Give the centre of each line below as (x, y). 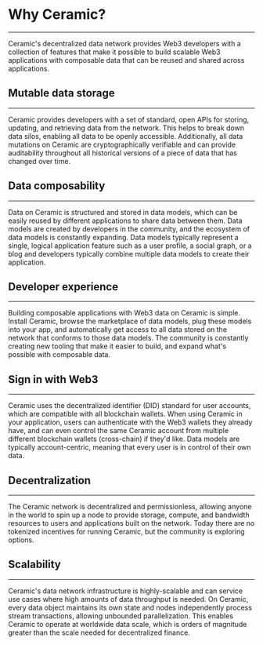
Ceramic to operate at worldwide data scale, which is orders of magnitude (128, 624)
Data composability (57, 186)
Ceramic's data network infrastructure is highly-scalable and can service (126, 591)
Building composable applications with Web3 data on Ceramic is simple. (124, 313)
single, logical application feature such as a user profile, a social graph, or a (130, 246)
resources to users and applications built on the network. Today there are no (131, 523)
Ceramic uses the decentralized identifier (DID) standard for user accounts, (130, 406)
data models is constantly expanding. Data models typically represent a (123, 237)
